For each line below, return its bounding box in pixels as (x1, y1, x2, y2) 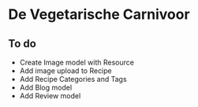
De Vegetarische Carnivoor (8, 6, 191, 24)
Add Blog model (19, 83, 73, 92)
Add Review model (19, 91, 81, 100)
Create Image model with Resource (19, 57, 134, 67)
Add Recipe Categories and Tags (19, 75, 128, 83)
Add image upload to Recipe (19, 66, 112, 76)
